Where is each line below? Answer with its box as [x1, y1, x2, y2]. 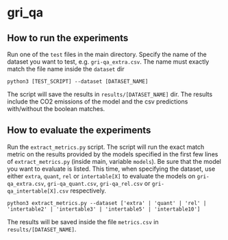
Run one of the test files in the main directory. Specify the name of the [7, 50, 207, 58]
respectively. [70, 187, 106, 195]
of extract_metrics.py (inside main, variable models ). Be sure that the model [7, 157, 221, 165]
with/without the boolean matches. [7, 105, 105, 112]
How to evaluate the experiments [7, 125, 151, 136]
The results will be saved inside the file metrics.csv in [7, 217, 159, 226]
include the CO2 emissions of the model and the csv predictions [7, 97, 188, 106]
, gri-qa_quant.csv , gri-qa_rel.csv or [43, 179, 151, 187]
